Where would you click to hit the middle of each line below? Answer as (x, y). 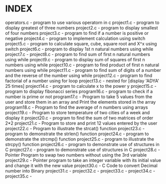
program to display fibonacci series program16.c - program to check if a (79, 91)
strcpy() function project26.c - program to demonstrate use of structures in (82, 144)
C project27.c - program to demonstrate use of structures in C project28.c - (83, 150)
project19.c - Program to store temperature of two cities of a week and (78, 112)
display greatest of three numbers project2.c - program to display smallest (82, 27)
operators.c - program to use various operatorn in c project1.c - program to (82, 22)
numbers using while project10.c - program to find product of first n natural (82, 65)
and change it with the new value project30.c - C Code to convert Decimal (82, 166)
